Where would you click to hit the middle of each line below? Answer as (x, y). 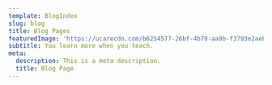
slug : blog (27, 23)
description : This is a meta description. (88, 62)
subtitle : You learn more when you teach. (81, 46)
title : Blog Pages (39, 31)
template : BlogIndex (43, 16)
